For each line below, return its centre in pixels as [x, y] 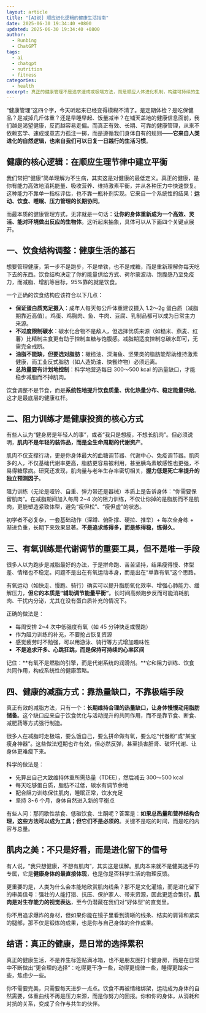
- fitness [24, 75]
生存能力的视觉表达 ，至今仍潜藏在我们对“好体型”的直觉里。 [97, 902]
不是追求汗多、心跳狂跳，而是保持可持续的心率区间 [80, 650]
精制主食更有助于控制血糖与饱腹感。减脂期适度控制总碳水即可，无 [115, 339]
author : [16, 35]
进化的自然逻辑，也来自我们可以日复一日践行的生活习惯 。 [79, 141]
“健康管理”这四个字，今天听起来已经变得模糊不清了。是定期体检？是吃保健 [100, 110]
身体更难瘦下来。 [28, 751]
